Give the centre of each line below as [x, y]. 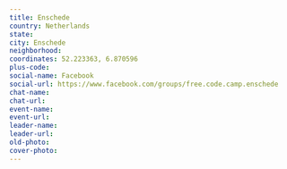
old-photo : [30, 142]
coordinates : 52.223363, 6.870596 [74, 59]
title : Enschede [39, 17]
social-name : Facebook [52, 76]
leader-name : [34, 126]
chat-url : [28, 101]
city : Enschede [38, 42]
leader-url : [31, 134]
